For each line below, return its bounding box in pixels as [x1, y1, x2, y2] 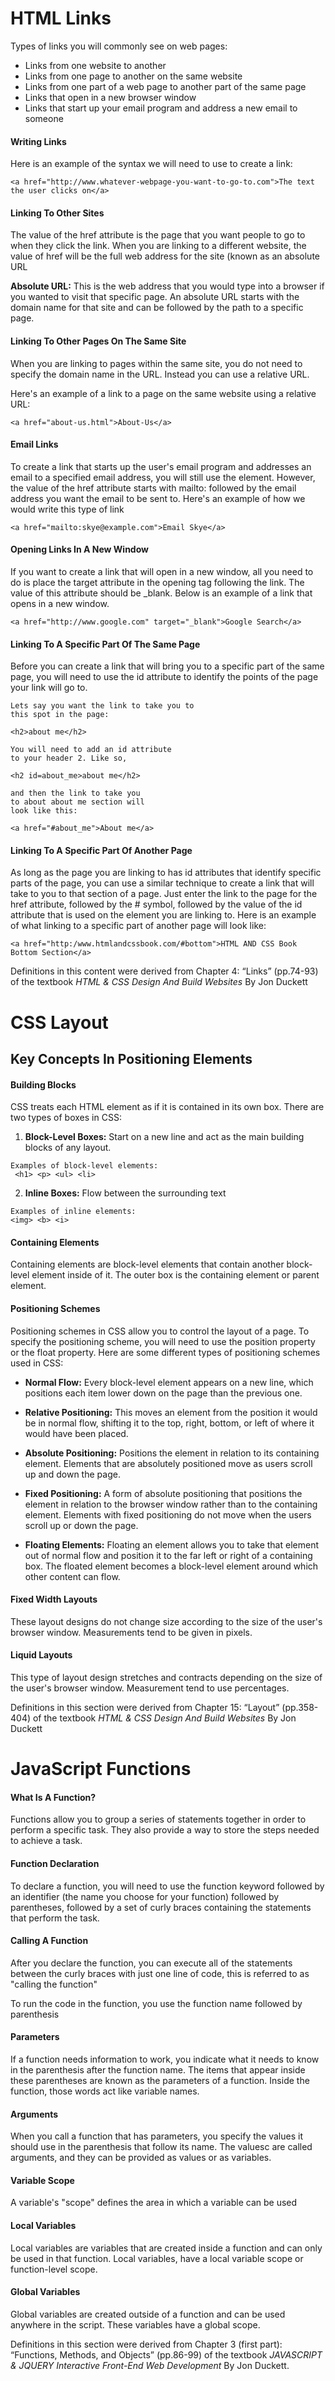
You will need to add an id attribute [10, 745, 172, 755]
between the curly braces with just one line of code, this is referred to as [10, 1967, 310, 1979]
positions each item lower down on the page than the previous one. [24, 1387, 303, 1399]
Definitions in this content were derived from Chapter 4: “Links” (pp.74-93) [10, 965, 319, 977]
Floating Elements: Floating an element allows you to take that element [24, 1538, 319, 1551]
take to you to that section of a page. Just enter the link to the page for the [10, 888, 318, 900]
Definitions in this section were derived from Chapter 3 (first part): [10, 2338, 283, 2350]
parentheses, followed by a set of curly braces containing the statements [10, 1901, 312, 1913]
